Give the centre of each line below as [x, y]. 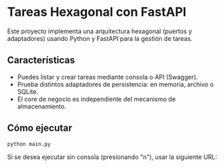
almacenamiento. [42, 106]
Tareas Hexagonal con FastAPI [97, 12]
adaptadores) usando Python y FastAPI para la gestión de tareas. [100, 38]
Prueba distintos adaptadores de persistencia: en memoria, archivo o [115, 84]
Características [41, 60]
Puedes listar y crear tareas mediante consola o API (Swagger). [108, 77]
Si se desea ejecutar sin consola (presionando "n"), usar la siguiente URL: [112, 157]
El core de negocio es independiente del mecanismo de [96, 99]
